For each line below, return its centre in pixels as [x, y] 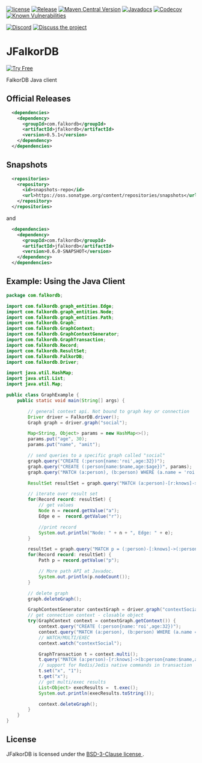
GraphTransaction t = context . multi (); [88, 654]
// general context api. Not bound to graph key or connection [109, 411]
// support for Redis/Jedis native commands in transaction [115, 665]
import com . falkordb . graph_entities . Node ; [60, 312]
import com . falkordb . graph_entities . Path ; [60, 317]
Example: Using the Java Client [66, 282]
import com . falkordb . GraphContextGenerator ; [63, 334]
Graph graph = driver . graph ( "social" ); [78, 423]
